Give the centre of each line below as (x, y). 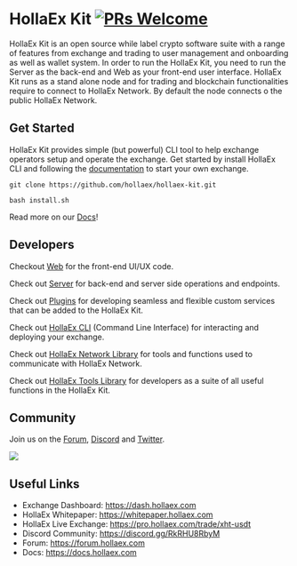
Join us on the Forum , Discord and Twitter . (87, 439)
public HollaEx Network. (53, 100)
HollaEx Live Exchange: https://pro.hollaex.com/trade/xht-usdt (136, 524)
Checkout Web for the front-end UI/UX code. (92, 266)
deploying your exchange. (57, 337)
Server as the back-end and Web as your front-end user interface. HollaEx (145, 72)
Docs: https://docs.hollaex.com (80, 553)
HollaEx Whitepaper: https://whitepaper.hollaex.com (117, 514)
